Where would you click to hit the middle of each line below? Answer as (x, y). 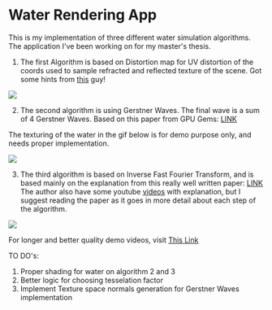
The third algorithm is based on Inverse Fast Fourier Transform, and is (137, 174)
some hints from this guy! (63, 79)
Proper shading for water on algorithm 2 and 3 (98, 271)
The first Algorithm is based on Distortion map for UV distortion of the (137, 62)
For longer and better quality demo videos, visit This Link (104, 240)
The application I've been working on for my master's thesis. (110, 46)
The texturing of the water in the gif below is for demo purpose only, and (130, 134)
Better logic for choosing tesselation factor (92, 280)
